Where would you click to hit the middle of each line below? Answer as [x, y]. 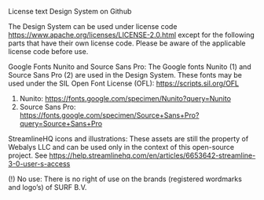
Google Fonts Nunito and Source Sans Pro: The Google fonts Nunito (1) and [130, 67]
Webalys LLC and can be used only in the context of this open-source [121, 147]
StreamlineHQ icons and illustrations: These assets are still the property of [128, 139]
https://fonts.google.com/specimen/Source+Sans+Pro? [109, 115]
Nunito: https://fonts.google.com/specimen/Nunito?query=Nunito [125, 98]
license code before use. [48, 51]
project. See [28, 155]
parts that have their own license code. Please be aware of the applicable [127, 43]
